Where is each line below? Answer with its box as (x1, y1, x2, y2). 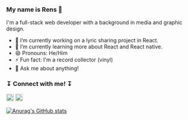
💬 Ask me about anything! (14, 65, 79, 72)
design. (6, 25, 25, 32)
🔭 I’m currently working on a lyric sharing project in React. (14, 37, 159, 44)
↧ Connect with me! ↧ (6, 80, 73, 88)
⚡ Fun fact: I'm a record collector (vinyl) (14, 56, 113, 63)
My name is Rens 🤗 (6, 5, 63, 14)
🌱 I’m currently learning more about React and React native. (14, 43, 163, 50)
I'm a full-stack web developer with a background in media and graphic (6, 19, 183, 26)
